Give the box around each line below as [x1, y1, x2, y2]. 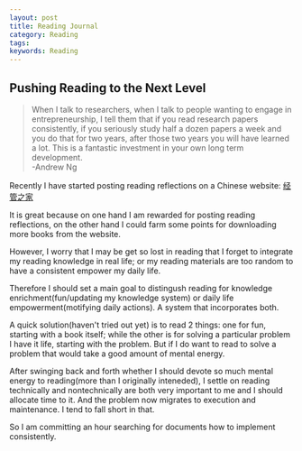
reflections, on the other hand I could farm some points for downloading [9, 218, 277, 230]
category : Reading [9, 30, 78, 39]
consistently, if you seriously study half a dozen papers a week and [31, 123, 282, 133]
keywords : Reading [9, 47, 78, 56]
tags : [9, 38, 30, 48]
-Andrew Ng [31, 161, 78, 172]
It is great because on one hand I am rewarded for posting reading [9, 209, 256, 220]
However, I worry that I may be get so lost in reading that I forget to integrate [9, 245, 294, 257]
